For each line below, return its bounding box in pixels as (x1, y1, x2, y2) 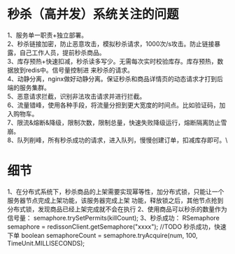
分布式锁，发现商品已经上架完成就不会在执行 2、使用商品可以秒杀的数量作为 (7, 204, 227, 213)
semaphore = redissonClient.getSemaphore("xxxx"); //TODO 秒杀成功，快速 (7, 222, 227, 231)
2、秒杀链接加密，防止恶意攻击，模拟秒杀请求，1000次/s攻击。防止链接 (7, 39, 215, 48)
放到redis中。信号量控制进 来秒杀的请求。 (13, 66, 134, 74)
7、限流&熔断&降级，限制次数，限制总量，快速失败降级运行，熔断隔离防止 (7, 118, 221, 127)
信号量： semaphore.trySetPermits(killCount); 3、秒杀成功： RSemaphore (7, 213, 220, 222)
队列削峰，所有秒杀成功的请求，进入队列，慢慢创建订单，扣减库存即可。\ (17, 136, 228, 144)
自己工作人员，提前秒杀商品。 (19, 48, 106, 57)
